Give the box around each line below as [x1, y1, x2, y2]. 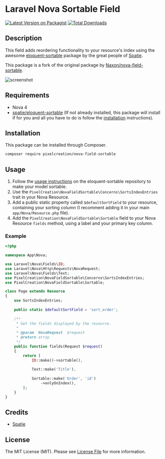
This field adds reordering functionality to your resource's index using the [5, 47, 155, 53]
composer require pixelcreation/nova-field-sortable [5, 152, 116, 156]
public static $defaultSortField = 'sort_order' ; [14, 307, 119, 312]
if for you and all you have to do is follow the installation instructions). [12, 115, 154, 120]
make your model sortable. [12, 184, 67, 190]
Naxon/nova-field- [105, 62, 143, 68]
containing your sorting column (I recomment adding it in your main [12, 205, 150, 211]
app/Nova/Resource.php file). [12, 210, 70, 216]
